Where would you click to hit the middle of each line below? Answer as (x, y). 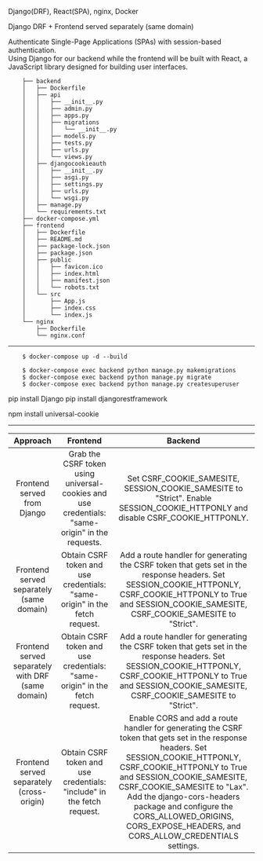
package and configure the (183, 806)
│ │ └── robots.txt (61, 288)
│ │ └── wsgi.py (56, 198)
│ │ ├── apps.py (56, 115)
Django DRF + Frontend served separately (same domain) (101, 26)
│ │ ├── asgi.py (56, 178)
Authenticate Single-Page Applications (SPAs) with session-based (115, 42)
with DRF (32, 676)
